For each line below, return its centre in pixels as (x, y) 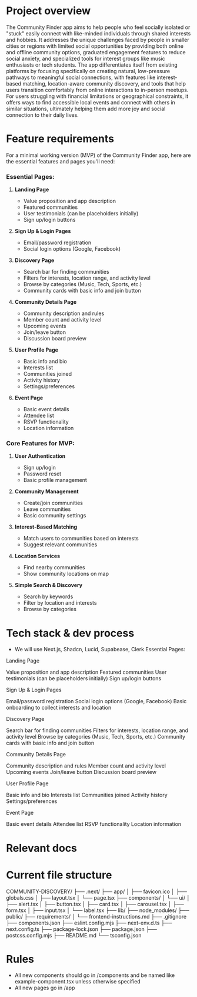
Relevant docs (42, 848)
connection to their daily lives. (43, 115)
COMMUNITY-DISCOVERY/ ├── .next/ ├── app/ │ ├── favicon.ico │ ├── (96, 891)
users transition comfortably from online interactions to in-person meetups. (97, 90)
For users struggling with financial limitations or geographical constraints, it (97, 96)
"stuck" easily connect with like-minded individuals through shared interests (98, 33)
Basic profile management (55, 480)
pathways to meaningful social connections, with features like (81, 77)
